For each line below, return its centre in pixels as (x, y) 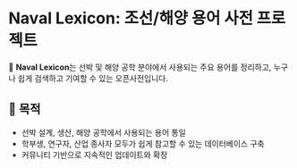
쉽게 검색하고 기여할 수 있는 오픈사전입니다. (93, 78)
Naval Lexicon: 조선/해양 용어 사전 (131, 18)
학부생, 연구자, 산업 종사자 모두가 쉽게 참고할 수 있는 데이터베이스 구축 (143, 143)
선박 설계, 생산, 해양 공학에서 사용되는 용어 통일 (104, 132)
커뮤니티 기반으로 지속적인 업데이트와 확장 (94, 155)
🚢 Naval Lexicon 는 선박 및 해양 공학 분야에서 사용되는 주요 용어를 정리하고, (140, 67)
